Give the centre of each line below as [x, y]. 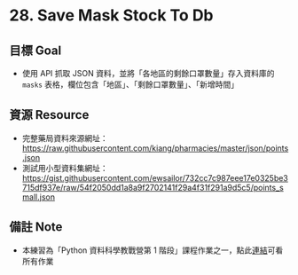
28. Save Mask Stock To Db [112, 16]
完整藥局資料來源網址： [65, 137]
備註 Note [36, 227]
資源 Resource [49, 115]
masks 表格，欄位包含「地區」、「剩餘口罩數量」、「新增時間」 [130, 84]
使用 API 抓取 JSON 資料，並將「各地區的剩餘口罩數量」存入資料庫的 [148, 73]
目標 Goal [35, 50]
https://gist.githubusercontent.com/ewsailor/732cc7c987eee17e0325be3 [155, 177]
